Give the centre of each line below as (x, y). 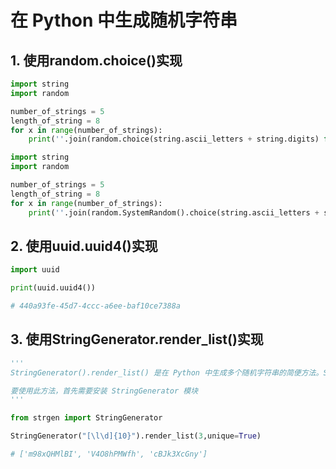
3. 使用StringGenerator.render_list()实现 (137, 339)
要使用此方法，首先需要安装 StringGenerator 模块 (104, 391)
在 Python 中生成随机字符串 (124, 20)
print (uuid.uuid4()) (53, 288)
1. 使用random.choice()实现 (96, 60)
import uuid (35, 270)
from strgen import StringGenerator (86, 418)
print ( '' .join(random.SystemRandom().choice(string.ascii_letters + (174, 212)
